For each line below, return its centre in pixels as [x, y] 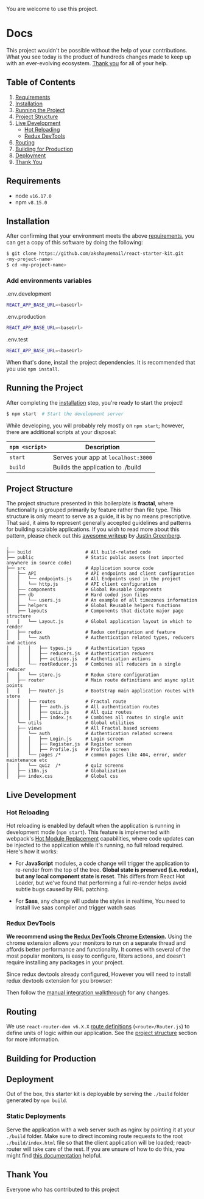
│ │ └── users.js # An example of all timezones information [102, 600]
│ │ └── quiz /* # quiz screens [65, 766]
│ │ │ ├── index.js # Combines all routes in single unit [95, 718]
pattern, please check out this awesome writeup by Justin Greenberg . [94, 536]
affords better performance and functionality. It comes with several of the [98, 950]
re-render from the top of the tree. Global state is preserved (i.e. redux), [107, 870]
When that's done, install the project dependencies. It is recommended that [101, 362]
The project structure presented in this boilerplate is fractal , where [90, 503]
